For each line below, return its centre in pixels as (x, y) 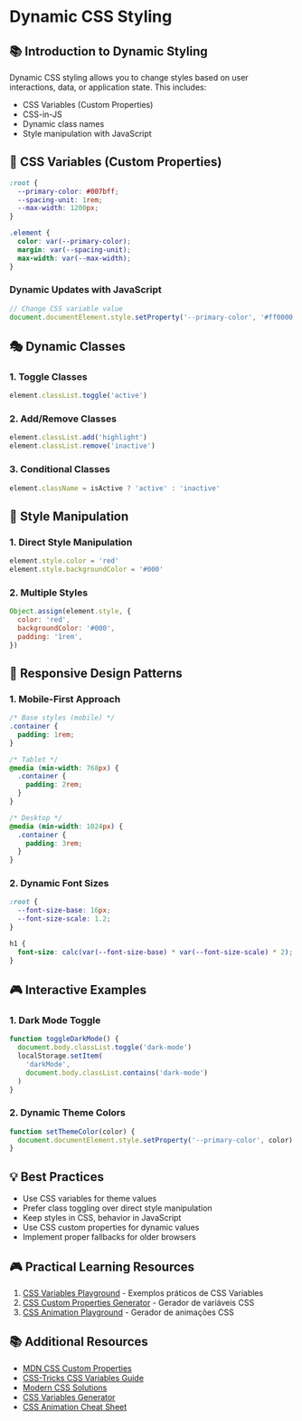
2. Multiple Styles (49, 593)
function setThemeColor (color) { (72, 1131)
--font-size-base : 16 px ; (64, 911)
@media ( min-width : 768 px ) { (64, 768)
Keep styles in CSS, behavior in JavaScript (102, 1218)
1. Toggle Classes (48, 376)
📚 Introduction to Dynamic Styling (109, 51)
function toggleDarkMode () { (64, 1039)
